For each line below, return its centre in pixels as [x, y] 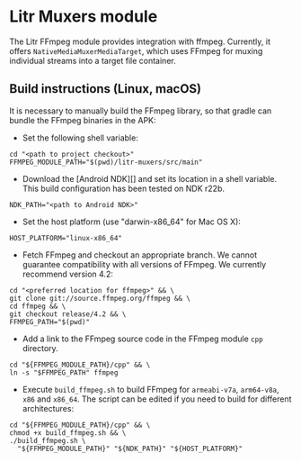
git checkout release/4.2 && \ [68, 314]
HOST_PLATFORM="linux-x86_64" [66, 238]
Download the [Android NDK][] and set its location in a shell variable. [149, 178]
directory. [40, 348]
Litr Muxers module [84, 17]
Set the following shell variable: [80, 138]
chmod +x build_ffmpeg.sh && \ [68, 433]
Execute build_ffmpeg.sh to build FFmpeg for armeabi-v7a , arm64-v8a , [151, 389]
